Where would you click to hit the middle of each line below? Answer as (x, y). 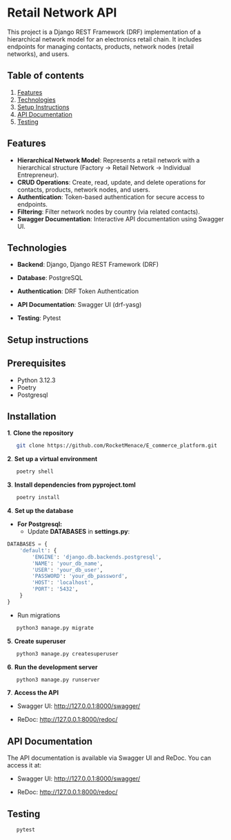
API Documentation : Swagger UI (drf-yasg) (79, 305)
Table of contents (46, 76)
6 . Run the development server (52, 667)
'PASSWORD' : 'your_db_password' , (80, 576)
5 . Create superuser (37, 641)
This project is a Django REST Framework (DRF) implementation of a (104, 32)
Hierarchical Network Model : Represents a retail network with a (108, 160)
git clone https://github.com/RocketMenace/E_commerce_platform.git (117, 446)
